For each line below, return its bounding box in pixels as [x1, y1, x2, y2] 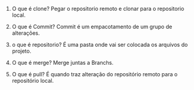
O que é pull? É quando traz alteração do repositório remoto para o [11, 71, 178, 77]
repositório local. [11, 77, 54, 84]
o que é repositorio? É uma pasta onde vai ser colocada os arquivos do [11, 41, 188, 48]
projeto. [11, 47, 32, 55]
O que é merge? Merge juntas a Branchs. [11, 59, 114, 66]
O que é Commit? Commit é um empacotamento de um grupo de [11, 23, 172, 30]
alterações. [11, 29, 40, 37]
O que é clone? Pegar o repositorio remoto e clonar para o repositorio [11, 5, 184, 12]
